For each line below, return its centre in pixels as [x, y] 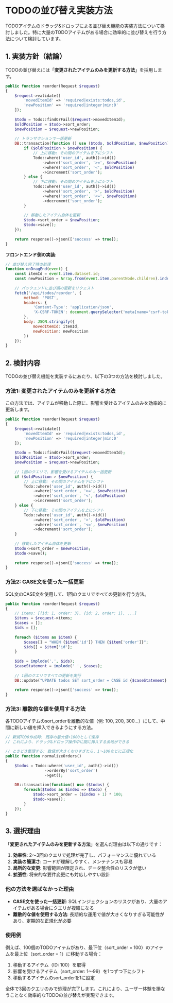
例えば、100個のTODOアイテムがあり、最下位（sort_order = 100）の [78, 947]
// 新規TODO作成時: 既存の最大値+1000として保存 [52, 737]
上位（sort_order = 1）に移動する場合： [60, 954]
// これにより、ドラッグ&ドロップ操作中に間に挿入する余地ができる [67, 742]
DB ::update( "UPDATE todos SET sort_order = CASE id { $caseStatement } [91, 680]
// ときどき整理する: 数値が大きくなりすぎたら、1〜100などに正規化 [70, 751]
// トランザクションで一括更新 [43, 139]
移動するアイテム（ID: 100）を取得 [49, 965]
